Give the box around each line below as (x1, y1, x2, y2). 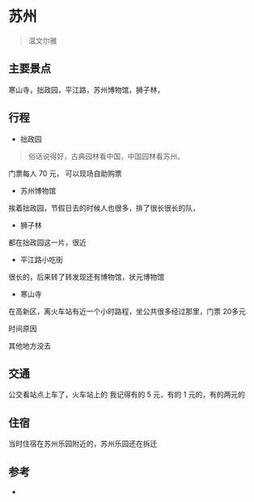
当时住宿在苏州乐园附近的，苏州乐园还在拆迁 (8, 439, 158, 448)
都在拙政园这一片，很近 (8, 237, 87, 247)
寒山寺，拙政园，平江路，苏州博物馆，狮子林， (8, 84, 164, 94)
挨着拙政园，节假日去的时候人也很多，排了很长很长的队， (8, 203, 200, 212)
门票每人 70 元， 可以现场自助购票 (8, 168, 123, 178)
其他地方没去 (8, 341, 51, 350)
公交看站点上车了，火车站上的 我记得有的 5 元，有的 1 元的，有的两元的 (8, 390, 245, 400)
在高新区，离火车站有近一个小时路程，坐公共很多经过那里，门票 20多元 (8, 306, 247, 316)
